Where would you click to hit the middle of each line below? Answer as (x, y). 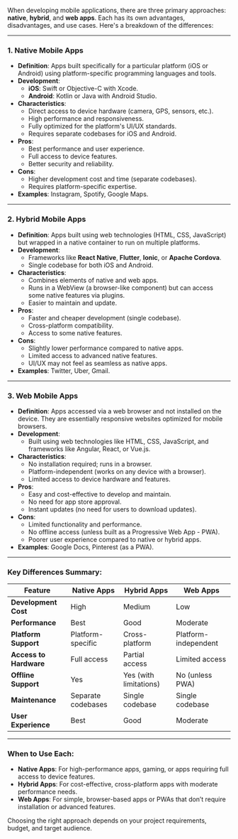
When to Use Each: (41, 754)
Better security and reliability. (71, 164)
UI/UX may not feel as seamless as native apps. (98, 363)
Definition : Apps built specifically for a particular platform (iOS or (113, 66)
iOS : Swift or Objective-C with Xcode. (83, 89)
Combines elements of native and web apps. (93, 280)
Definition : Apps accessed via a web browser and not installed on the (119, 411)
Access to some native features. (75, 332)
